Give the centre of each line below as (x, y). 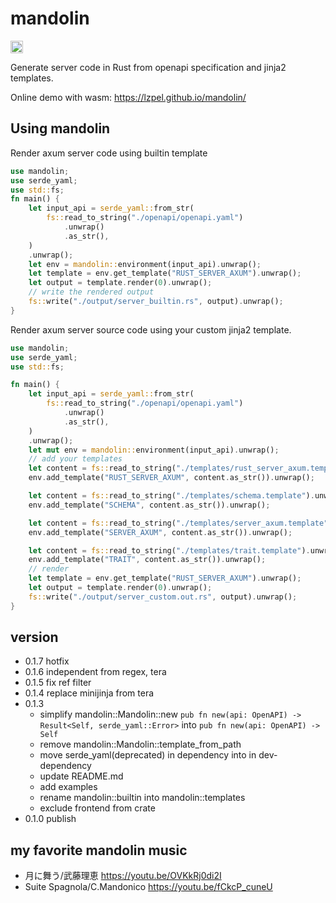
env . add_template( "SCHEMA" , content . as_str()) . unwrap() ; (149, 505)
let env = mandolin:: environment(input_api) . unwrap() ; (145, 264)
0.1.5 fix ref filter (58, 683)
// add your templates (75, 459)
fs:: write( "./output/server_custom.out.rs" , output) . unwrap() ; (163, 597)
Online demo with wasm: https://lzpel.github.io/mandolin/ (128, 97)
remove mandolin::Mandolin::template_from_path (140, 744)
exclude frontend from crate (97, 808)
